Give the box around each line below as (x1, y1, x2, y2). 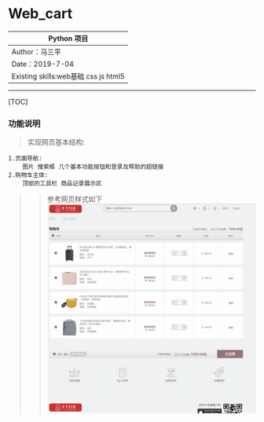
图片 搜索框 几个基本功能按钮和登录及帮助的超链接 (22, 163, 164, 171)
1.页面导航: (8, 154, 43, 162)
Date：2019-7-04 (11, 59, 75, 68)
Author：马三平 (11, 46, 61, 56)
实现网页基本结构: (27, 137, 85, 146)
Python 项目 (48, 34, 89, 43)
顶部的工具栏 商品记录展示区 (22, 179, 102, 187)
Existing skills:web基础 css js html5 (11, 72, 126, 81)
